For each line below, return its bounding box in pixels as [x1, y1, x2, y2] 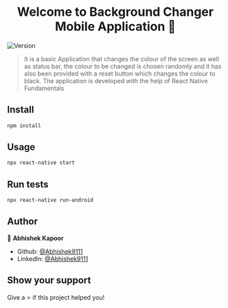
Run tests [7, 178, 49, 190]
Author [7, 216, 38, 228]
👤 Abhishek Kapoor [7, 234, 64, 242]
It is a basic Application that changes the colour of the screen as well [23, 54, 220, 63]
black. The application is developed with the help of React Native [23, 76, 208, 85]
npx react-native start [7, 159, 76, 166]
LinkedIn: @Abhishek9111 [16, 254, 89, 263]
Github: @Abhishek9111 [16, 247, 84, 255]
